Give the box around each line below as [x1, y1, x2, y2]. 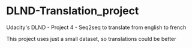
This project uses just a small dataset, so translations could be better [6, 35, 176, 42]
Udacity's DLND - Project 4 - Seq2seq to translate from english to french [6, 24, 187, 31]
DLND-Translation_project [6, 4, 139, 18]
